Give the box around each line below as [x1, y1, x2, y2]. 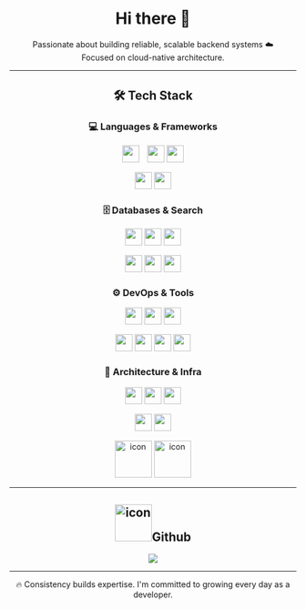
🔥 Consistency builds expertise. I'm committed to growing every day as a [15, 579, 291, 590]
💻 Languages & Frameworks [87, 120, 219, 133]
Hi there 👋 [115, 8, 191, 29]
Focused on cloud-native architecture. [81, 52, 225, 63]
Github [151, 529, 191, 544]
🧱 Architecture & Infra [104, 366, 202, 379]
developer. [133, 589, 173, 600]
